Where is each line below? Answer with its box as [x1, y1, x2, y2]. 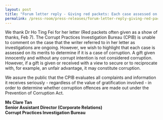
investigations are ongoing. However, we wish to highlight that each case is [5, 45, 155, 51]
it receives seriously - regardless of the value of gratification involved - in [5, 80, 152, 86]
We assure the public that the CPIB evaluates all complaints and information [5, 75, 156, 80]
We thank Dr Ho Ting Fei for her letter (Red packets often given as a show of [5, 30, 158, 35]
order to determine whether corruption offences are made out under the [5, 85, 149, 91]
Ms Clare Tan [5, 100, 33, 105]
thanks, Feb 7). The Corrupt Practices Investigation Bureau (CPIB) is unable [5, 34, 156, 40]
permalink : [5, 16, 27, 21]
